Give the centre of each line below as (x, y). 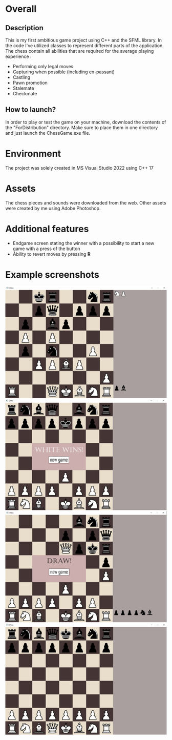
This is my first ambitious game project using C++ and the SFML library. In (84, 40)
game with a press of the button (46, 249)
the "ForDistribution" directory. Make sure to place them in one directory (82, 127)
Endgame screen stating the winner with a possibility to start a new (83, 243)
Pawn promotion (30, 83)
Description (24, 28)
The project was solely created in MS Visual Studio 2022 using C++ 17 (79, 168)
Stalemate (23, 88)
